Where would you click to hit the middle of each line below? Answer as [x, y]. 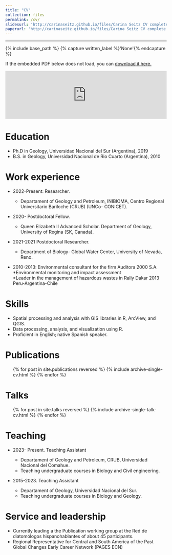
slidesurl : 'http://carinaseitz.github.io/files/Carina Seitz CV [76, 24]
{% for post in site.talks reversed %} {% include [63, 409]
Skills [17, 304]
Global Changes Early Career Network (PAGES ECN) [68, 547]
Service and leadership [56, 516]
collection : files [25, 15]
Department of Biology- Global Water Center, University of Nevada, [91, 252]
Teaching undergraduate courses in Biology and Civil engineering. [90, 471]
